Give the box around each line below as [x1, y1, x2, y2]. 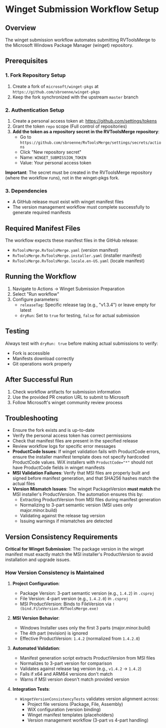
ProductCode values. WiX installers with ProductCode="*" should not [12, 459, 153, 466]
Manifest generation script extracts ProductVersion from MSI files [19, 655, 155, 661]
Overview [5, 24, 36, 32]
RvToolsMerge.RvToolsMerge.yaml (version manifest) [12, 247, 118, 253]
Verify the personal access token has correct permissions [12, 432, 131, 438]
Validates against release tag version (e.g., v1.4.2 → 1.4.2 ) [19, 666, 141, 672]
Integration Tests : [12, 686, 50, 692]
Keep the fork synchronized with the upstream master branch [12, 94, 138, 100]
